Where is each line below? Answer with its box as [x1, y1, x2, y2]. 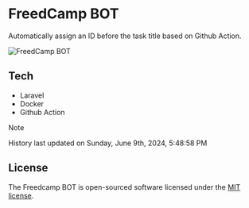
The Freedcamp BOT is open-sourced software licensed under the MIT [8, 182, 241, 191]
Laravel [19, 91, 45, 100]
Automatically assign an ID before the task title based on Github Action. [8, 31, 242, 40]
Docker [19, 98, 45, 108]
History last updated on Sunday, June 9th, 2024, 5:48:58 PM [8, 138, 208, 148]
